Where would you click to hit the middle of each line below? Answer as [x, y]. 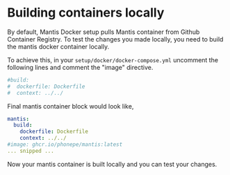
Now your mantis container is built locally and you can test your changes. [112, 164]
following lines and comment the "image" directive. [80, 67]
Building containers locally [86, 13]
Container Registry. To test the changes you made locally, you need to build [115, 39]
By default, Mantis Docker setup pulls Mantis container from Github [104, 32]
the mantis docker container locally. [58, 46]
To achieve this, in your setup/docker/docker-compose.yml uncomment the [113, 59]
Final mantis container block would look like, [71, 106]
